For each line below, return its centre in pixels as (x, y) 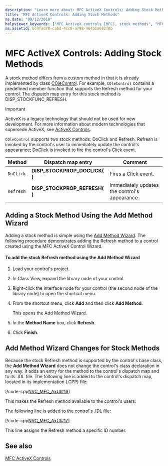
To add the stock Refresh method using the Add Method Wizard (72, 258)
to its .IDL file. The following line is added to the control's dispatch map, (79, 376)
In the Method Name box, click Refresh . (54, 323)
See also (19, 446)
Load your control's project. (41, 269)
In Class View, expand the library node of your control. (68, 279)
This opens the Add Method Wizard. (50, 313)
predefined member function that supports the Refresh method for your (79, 89)
